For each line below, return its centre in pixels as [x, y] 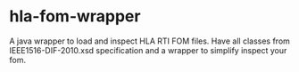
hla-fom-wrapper [75, 16]
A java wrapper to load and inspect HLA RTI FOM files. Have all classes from [149, 41]
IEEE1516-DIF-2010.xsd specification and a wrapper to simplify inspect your [148, 50]
